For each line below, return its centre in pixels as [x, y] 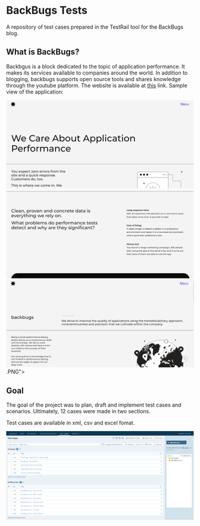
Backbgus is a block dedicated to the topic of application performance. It [96, 66]
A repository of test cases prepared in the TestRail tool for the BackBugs [95, 27]
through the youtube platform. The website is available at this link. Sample [97, 85]
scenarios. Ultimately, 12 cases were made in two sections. [78, 411]
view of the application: [35, 92]
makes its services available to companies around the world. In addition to [97, 73]
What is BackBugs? [43, 52]
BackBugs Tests [47, 10]
